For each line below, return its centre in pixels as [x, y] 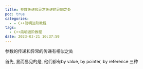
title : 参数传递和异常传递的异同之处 [38, 9]
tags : [10, 28]
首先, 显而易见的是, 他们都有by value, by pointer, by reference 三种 [72, 61]
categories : [17, 18]
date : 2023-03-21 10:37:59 [32, 37]
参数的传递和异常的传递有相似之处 [39, 51]
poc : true [15, 14]
